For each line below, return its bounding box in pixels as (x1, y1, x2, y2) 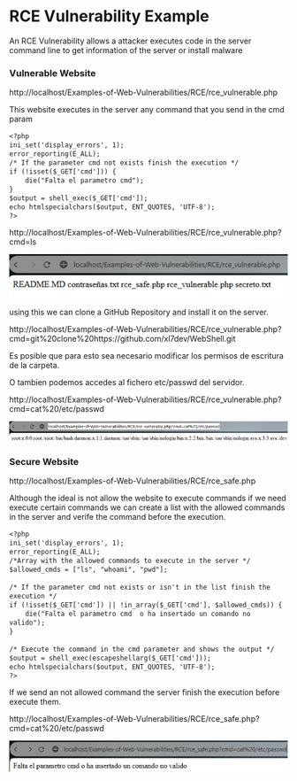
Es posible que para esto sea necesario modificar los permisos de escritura (9, 351, 285, 361)
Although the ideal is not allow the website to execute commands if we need (9, 493, 287, 504)
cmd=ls (9, 236, 37, 247)
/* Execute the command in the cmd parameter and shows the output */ (9, 645, 275, 654)
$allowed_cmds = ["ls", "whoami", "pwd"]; (9, 565, 168, 575)
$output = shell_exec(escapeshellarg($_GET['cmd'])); (9, 653, 212, 663)
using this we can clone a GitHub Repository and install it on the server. (9, 307, 269, 318)
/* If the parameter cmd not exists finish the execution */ (9, 159, 240, 167)
